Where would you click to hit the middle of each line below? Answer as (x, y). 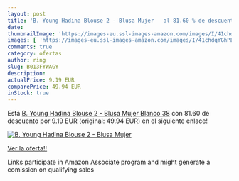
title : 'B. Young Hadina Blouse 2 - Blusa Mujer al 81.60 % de (106, 21)
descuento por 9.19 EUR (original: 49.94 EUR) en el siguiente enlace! (108, 121)
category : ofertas (34, 54)
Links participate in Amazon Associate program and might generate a (109, 162)
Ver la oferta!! (27, 148)
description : (27, 73)
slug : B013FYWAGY (33, 67)
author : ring (27, 60)
